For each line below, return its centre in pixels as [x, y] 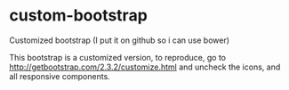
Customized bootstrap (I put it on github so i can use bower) [119, 40]
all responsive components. [60, 76]
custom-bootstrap [79, 16]
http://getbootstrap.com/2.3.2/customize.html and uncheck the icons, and [145, 67]
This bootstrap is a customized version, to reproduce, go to [118, 57]
